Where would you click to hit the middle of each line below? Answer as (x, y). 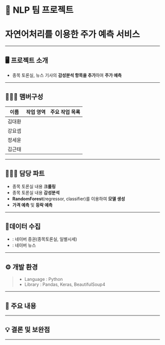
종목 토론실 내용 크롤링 (34, 186)
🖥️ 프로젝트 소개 (27, 60)
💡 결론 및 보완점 (27, 330)
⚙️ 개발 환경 (22, 267)
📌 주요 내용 (21, 306)
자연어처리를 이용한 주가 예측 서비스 (72, 34)
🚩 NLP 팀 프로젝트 (39, 10)
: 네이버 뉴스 (24, 245)
